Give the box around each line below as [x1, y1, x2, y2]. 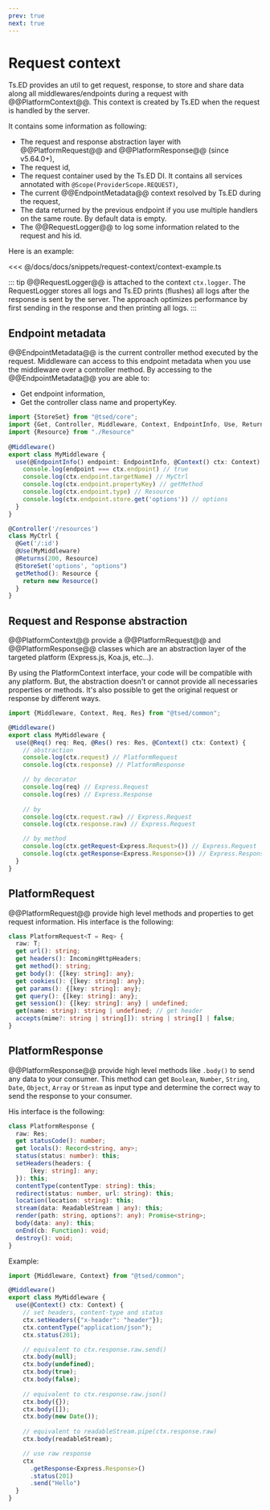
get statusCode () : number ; [15, 1137, 106, 1145]
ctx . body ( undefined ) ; [22, 1361, 95, 1369]
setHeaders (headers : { [15, 1160, 92, 1168]
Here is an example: [8, 247, 75, 256]
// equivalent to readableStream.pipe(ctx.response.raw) [22, 1427, 218, 1436]
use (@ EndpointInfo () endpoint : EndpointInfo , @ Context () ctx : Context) [15, 458, 261, 466]
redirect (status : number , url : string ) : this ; [15, 1190, 174, 1198]
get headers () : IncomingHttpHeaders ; [15, 955, 142, 963]
